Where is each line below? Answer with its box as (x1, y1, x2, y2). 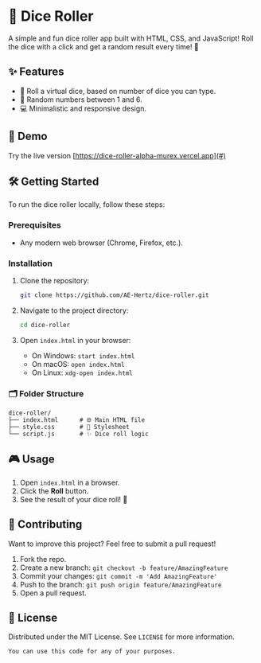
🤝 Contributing (8, 517, 83, 532)
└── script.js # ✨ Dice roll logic (8, 430, 149, 439)
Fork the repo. (19, 554, 67, 564)
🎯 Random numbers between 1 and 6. (19, 95, 143, 104)
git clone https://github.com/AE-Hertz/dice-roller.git (19, 291, 209, 299)
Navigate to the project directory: (19, 306, 129, 315)
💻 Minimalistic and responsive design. (19, 103, 147, 113)
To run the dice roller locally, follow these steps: (8, 200, 166, 209)
